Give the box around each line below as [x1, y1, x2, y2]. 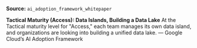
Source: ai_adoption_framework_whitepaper [6, 5, 112, 12]
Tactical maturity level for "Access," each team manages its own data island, [6, 23, 192, 30]
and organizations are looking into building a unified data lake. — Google [6, 29, 183, 36]
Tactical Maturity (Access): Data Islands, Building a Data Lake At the [6, 17, 176, 23]
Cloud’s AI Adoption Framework [6, 36, 83, 42]
